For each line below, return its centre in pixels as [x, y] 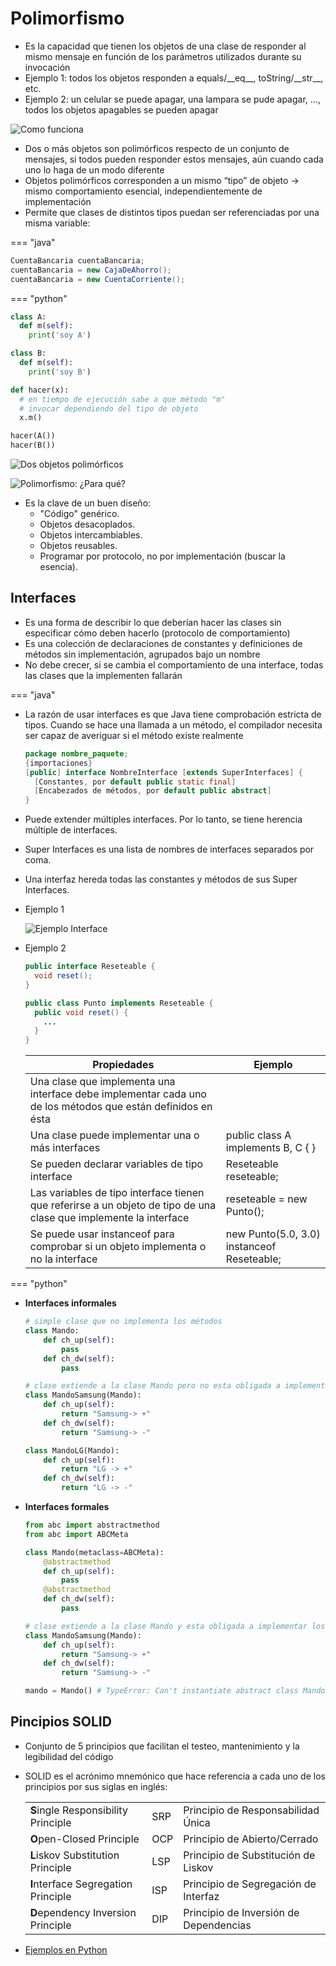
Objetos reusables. [78, 546]
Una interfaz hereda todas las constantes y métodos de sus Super [161, 879]
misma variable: [57, 223]
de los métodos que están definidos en [121, 1107]
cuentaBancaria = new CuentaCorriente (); [98, 279]
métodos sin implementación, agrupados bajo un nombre [142, 654]
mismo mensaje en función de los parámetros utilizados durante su [163, 56]
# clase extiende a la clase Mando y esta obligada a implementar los [175, 1626]
